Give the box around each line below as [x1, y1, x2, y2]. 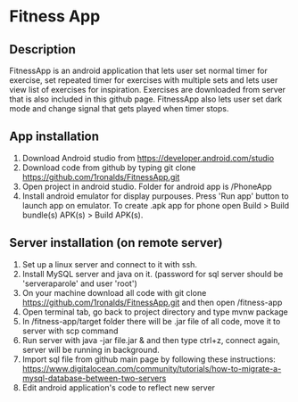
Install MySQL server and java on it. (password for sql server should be [21, 268, 284, 279]
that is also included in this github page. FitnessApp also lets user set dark [9, 94, 283, 104]
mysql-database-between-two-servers [21, 373, 167, 383]
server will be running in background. [21, 344, 161, 355]
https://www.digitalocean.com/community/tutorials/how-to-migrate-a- [21, 363, 282, 373]
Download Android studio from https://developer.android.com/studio [21, 152, 275, 163]
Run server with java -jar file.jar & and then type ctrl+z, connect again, [21, 334, 281, 345]
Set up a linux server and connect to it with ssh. [21, 258, 198, 269]
